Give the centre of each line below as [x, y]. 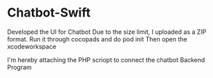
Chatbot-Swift [49, 13]
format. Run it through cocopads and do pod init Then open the [98, 39]
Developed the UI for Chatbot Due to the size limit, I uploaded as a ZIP [107, 32]
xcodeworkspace [32, 46]
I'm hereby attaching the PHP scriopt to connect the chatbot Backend [106, 59]
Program [20, 67]
